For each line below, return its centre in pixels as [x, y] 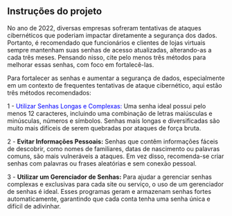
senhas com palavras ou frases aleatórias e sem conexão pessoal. [102, 163]
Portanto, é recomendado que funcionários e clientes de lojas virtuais [106, 42]
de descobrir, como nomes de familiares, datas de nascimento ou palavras [114, 148]
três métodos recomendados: [49, 92]
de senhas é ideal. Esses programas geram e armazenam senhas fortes [109, 191]
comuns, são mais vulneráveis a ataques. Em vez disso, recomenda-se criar [116, 156]
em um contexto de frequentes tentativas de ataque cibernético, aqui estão [115, 85]
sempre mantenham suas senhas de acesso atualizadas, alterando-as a [109, 50]
